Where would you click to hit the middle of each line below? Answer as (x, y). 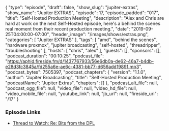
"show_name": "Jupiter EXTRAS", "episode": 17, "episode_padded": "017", (82, 13)
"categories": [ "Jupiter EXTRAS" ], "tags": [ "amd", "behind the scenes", (81, 40)
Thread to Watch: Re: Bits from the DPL (54, 123)
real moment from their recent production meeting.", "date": (68, 29)
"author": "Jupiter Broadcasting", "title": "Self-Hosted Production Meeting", (84, 77)
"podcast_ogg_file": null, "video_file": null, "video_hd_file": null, (71, 88)
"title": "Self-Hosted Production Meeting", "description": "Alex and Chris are (85, 18)
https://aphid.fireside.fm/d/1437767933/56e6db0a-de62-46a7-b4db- (81, 61)
